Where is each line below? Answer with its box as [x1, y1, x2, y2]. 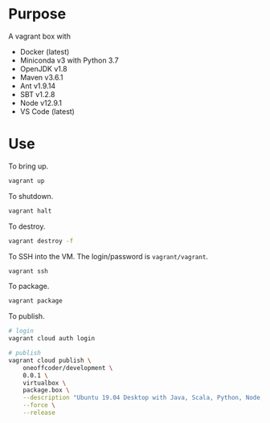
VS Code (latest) [19, 106, 75, 116]
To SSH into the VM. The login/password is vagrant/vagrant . [8, 251, 209, 261]
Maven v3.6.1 [19, 72, 63, 82]
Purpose [8, 5, 67, 23]
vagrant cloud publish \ [8, 356, 92, 364]
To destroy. [8, 222, 46, 231]
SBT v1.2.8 [19, 89, 55, 99]
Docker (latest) [19, 47, 70, 56]
